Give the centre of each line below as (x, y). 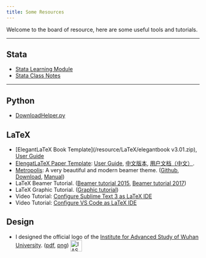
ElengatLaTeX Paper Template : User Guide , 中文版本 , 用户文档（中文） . (105, 164)
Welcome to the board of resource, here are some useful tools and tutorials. (102, 29)
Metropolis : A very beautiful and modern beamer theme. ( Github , (97, 170)
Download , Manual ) (40, 177)
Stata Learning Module (44, 69)
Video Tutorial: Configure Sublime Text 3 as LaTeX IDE (83, 196)
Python (21, 101)
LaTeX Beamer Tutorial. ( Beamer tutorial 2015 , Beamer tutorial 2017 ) (101, 183)
